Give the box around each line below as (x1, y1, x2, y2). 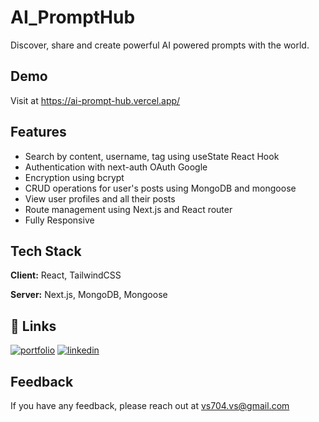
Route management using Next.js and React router (24, 203, 233, 215)
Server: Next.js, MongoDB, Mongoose (10, 289, 168, 301)
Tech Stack (10, 242, 82, 260)
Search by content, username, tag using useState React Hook (24, 150, 280, 162)
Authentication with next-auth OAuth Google (24, 161, 208, 173)
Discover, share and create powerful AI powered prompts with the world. (10, 39, 310, 51)
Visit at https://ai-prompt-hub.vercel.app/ (10, 94, 181, 106)
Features (10, 124, 67, 141)
